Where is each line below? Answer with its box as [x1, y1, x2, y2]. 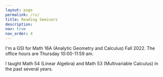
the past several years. [5, 66, 53, 72]
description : [5, 21, 33, 27]
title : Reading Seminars [5, 17, 58, 22]
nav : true [5, 27, 26, 32]
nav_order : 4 [5, 31, 33, 36]
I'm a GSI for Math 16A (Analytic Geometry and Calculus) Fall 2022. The [5, 45, 155, 51]
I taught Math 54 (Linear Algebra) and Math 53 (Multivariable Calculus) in [5, 61, 158, 66]
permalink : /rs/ [5, 12, 40, 17]
